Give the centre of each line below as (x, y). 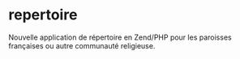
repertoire (43, 15)
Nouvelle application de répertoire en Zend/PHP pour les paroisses (120, 37)
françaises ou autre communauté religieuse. (82, 45)
